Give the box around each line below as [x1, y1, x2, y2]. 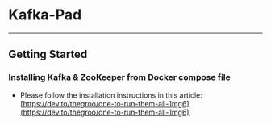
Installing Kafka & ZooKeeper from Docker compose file [8, 72, 231, 83]
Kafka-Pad [8, 6, 82, 24]
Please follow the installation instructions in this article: [19, 90, 203, 100]
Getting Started [8, 48, 88, 61]
